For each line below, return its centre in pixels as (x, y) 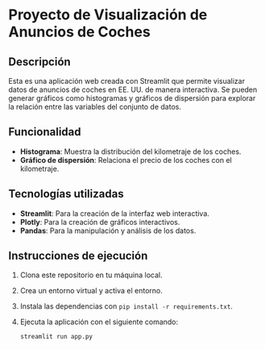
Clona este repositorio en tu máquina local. (91, 275)
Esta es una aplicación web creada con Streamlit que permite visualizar (127, 81)
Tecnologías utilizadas (66, 194)
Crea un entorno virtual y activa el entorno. (91, 291)
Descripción (39, 62)
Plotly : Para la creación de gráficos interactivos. (100, 222)
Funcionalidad (45, 132)
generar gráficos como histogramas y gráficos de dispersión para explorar (132, 98)
